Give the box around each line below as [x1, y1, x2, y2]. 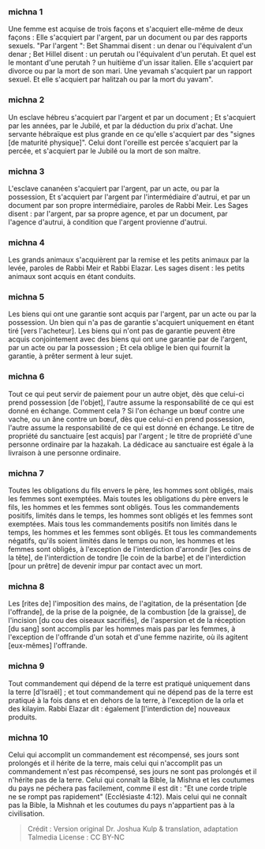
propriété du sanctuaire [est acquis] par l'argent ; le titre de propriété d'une [8, 431, 252, 440]
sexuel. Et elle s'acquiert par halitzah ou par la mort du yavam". [8, 74, 214, 85]
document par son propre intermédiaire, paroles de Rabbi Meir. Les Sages [8, 200, 248, 209]
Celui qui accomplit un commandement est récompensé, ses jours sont [8, 749, 240, 759]
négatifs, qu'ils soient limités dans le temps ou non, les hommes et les [8, 536, 235, 545]
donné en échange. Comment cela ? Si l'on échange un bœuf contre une [8, 406, 244, 415]
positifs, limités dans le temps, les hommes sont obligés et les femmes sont [8, 511, 253, 520]
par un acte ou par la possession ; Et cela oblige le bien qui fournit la [8, 343, 231, 353]
